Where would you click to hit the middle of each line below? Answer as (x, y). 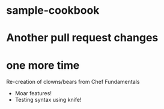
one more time (43, 65)
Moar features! (33, 93)
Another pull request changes (82, 38)
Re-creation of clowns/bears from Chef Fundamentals (73, 82)
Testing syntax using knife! (48, 100)
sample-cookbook (53, 10)
